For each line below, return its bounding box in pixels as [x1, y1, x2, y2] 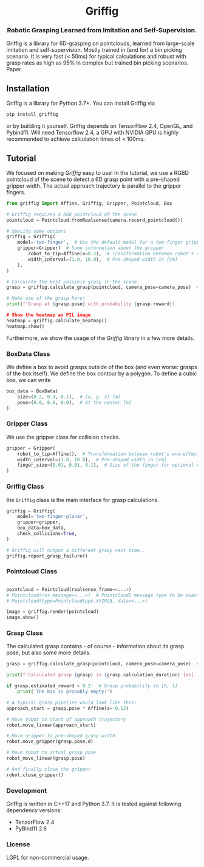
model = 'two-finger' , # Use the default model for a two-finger [17, 239, 183, 246]
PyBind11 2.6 [15, 825, 47, 832]
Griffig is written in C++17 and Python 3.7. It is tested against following [6, 800, 182, 808]
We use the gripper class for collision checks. [6, 433, 120, 441]
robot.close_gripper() [6, 772, 64, 778]
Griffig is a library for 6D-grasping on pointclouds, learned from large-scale [6, 40, 195, 47]
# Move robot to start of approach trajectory [6, 716, 126, 723]
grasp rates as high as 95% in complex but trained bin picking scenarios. [6, 59, 189, 66]
